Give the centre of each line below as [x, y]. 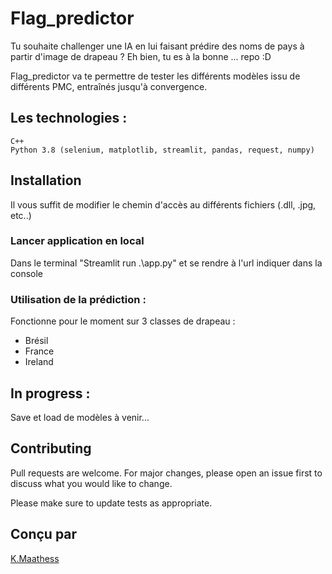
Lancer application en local [77, 241]
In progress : [50, 393]
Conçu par [44, 534]
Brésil [36, 341]
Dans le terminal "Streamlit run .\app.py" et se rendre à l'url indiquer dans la [166, 263]
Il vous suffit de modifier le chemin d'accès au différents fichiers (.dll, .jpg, [163, 204]
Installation [46, 180]
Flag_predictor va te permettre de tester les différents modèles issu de [155, 76]
